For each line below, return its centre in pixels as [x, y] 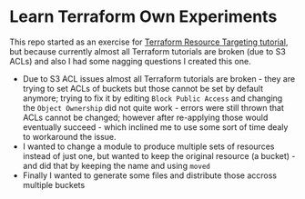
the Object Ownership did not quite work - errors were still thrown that [153, 107]
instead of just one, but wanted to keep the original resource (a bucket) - [159, 155]
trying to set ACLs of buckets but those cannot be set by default [143, 88]
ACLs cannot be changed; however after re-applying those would [145, 117]
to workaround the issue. [69, 136]
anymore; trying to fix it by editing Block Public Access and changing [152, 98]
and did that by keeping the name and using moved [117, 165]
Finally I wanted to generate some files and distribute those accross [150, 175]
